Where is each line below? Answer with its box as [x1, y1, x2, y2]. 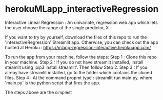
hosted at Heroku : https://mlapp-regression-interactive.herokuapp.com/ [5, 44, 151, 50]
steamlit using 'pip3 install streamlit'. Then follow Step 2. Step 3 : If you [5, 64, 148, 70]
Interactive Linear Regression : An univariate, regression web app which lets [5, 20, 158, 25]
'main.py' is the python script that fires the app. [5, 80, 101, 86]
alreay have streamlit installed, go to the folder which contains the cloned [5, 69, 152, 75]
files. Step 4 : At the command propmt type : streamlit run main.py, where [5, 75, 153, 80]
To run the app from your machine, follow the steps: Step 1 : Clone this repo [5, 54, 157, 60]
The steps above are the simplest [5, 89, 72, 95]
